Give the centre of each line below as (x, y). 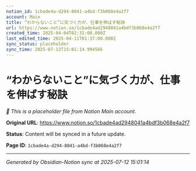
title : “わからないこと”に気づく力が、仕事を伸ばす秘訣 (66, 22)
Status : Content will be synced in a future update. (66, 134)
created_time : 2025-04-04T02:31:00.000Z (56, 33)
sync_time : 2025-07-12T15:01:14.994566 (55, 50)
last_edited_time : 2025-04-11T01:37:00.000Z (61, 39)
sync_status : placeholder (37, 44)
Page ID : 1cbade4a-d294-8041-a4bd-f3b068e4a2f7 (64, 145)
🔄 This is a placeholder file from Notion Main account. (71, 111)
